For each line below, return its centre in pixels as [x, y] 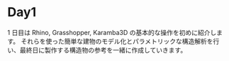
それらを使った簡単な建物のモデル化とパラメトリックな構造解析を [117, 41]
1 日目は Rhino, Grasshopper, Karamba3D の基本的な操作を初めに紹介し [112, 32]
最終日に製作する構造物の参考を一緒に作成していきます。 [103, 50]
